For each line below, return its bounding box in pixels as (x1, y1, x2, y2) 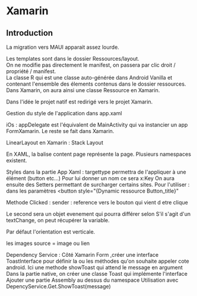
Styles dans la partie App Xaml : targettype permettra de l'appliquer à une (6, 168, 186, 175)
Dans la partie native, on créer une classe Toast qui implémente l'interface (6, 270, 188, 277)
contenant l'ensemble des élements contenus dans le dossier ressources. (6, 80, 186, 87)
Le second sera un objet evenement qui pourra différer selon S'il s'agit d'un (6, 210, 191, 218)
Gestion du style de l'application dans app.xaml (6, 110, 122, 116)
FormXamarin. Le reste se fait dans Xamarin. (6, 128, 115, 134)
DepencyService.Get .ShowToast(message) (6, 283, 111, 289)
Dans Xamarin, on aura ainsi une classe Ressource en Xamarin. (6, 87, 160, 93)
